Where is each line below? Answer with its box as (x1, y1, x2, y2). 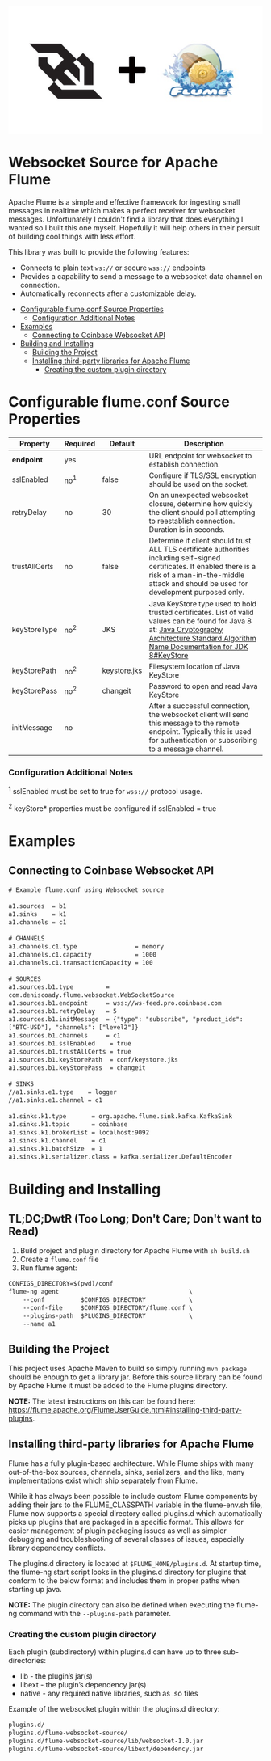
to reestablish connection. (148, 516, 236, 526)
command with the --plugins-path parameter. (19, 1609, 172, 1619)
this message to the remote (148, 718, 240, 728)
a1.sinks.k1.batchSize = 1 (8, 1145, 103, 1153)
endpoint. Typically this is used (148, 727, 252, 737)
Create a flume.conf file (19, 1255, 99, 1265)
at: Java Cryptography (148, 624, 223, 634)
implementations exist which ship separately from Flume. (8, 1476, 198, 1485)
